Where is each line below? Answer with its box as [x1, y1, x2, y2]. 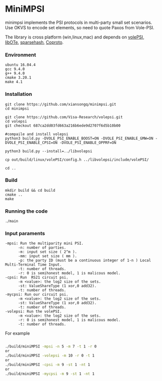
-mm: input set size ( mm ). [18, 254, 77, 259]
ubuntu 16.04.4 [5, 62, 36, 68]
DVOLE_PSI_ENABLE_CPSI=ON [5, 140, 57, 145]
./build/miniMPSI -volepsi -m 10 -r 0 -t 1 [5, 353, 95, 358]
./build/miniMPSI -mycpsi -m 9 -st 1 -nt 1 [5, 371, 95, 376]
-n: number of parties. [18, 245, 67, 250]
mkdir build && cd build [5, 188, 55, 193]
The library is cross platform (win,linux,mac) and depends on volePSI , [5, 34, 144, 40]
